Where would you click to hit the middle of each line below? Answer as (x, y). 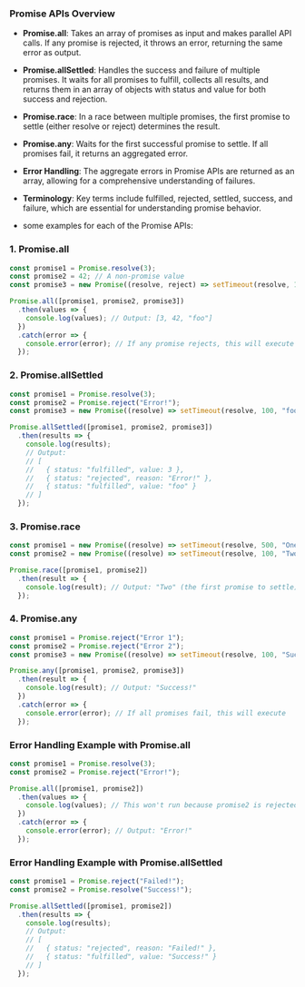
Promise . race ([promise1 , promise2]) (79, 570)
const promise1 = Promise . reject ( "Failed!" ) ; (97, 882)
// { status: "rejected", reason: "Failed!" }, (122, 948)
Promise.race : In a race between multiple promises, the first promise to (156, 117)
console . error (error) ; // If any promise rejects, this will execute (160, 343)
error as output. (52, 53)
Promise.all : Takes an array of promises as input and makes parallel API (157, 34)
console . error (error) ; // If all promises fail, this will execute (156, 713)
